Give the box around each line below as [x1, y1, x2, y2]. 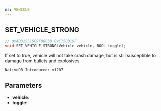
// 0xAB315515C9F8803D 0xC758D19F [5, 39, 77, 44]
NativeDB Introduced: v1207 [5, 68, 64, 73]
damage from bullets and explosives [5, 58, 80, 64]
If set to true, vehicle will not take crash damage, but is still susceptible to [5, 53, 156, 59]
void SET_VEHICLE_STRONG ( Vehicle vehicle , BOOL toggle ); [5, 43, 126, 49]
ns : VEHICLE [5, 7, 30, 12]
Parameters [5, 81, 42, 90]
